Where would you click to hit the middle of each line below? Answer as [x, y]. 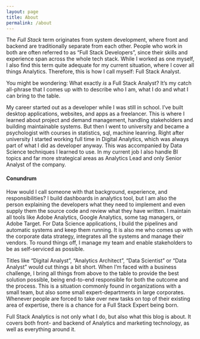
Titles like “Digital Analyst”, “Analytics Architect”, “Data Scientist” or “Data [96, 260]
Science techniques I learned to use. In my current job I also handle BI [92, 152]
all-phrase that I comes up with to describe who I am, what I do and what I [97, 90]
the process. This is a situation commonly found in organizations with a [93, 286]
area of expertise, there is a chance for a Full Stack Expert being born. [93, 305]
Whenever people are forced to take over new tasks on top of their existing [98, 298]
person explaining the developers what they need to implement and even [96, 204]
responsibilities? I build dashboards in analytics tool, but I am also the [91, 198]
